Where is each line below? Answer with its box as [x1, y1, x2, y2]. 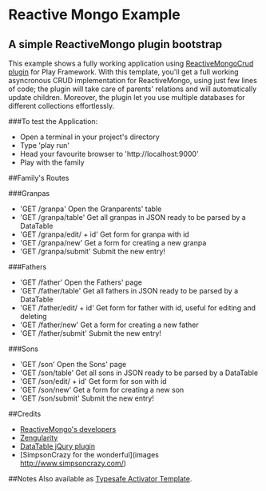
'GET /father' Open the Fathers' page [19, 277, 142, 287]
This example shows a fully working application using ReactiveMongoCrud [8, 58, 254, 68]
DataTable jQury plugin [19, 441, 96, 451]
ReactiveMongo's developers [19, 425, 117, 433]
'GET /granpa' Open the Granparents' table [19, 204, 162, 214]
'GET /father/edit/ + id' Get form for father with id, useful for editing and [19, 303, 256, 313]
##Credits [8, 409, 42, 418]
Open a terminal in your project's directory [19, 132, 160, 142]
